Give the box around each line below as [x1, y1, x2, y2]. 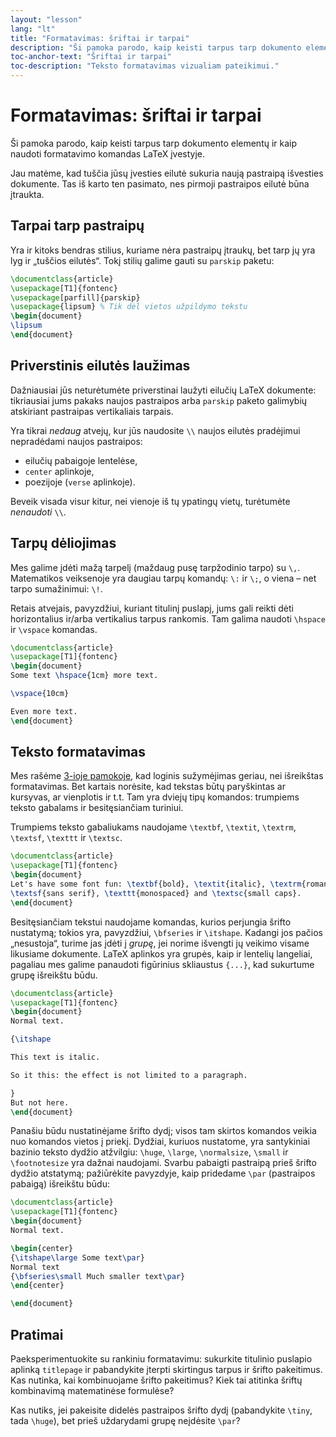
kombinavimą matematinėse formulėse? [10, 1385, 175, 1396]
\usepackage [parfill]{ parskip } [10, 292, 141, 303]
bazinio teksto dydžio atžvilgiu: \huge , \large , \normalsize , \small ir [10, 1146, 289, 1158]
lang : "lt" [10, 24, 56, 34]
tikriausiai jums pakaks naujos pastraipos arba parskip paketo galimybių [10, 394, 308, 406]
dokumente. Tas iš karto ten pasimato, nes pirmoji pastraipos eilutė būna [10, 177, 310, 190]
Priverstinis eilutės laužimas [10, 357, 191, 375]
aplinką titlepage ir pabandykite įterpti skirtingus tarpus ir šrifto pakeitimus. [10, 1364, 323, 1375]
